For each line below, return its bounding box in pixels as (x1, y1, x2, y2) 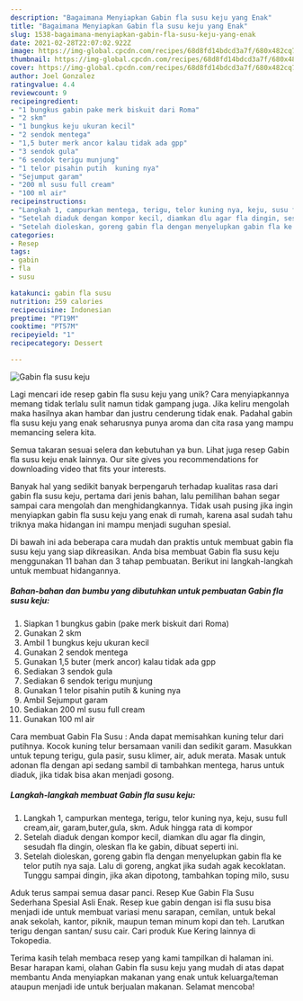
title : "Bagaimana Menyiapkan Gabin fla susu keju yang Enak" (10, 22, 248, 31)
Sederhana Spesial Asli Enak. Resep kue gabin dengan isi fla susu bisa (10, 897, 272, 907)
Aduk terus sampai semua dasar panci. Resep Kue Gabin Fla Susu (10, 887, 254, 898)
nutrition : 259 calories (10, 297, 103, 306)
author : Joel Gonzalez (10, 72, 95, 81)
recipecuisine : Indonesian (10, 305, 111, 315)
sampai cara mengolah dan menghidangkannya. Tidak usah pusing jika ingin (10, 500, 293, 511)
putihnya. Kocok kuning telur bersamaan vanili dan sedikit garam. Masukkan (10, 740, 292, 751)
